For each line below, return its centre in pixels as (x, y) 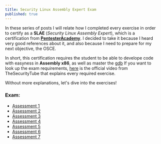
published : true (21, 14)
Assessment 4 (26, 121)
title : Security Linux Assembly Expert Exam (51, 9)
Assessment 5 (26, 126)
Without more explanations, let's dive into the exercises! (61, 82)
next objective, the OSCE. (31, 48)
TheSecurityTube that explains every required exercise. (60, 73)
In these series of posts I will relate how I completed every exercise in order (80, 28)
